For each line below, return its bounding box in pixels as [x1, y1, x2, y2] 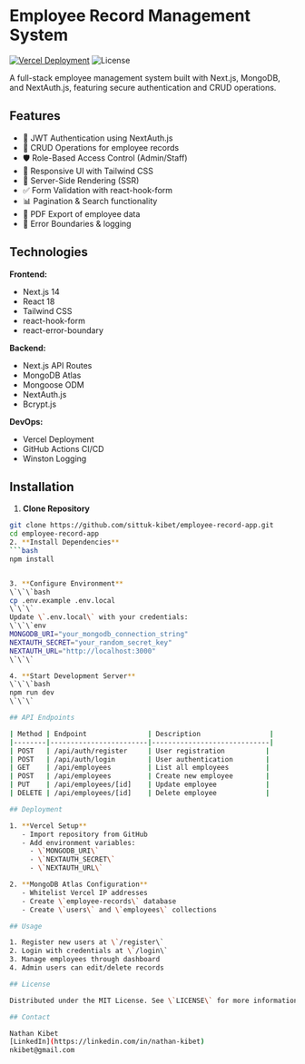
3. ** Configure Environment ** [9, 578, 124, 588]
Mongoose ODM [22, 379, 84, 390]
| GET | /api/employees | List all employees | [9, 764, 271, 773]
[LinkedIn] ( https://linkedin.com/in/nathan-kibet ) [9, 1037, 205, 1047]
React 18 [22, 296, 55, 307]
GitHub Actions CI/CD [22, 443, 104, 454]
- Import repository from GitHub [21, 830, 148, 839]
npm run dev [9, 688, 54, 697]
